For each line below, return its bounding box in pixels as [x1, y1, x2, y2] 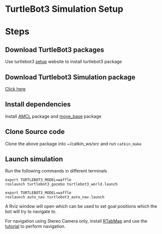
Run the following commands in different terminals [5, 168, 107, 174]
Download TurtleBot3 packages [5, 45, 104, 54]
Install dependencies [5, 100, 71, 109]
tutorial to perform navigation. [5, 223, 65, 230]
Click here [5, 86, 26, 92]
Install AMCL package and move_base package [5, 113, 102, 119]
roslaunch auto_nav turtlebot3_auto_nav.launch [5, 195, 105, 200]
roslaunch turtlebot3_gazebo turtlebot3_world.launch [5, 182, 118, 187]
